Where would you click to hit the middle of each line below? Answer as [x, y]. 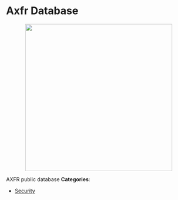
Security [25, 191]
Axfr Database [42, 11]
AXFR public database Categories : [48, 179]
